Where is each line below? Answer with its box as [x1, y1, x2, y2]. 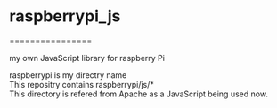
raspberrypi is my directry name [9, 69, 127, 81]
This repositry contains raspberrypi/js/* [9, 79, 154, 89]
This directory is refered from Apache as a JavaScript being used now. [9, 89, 269, 99]
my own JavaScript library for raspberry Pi [9, 52, 165, 63]
